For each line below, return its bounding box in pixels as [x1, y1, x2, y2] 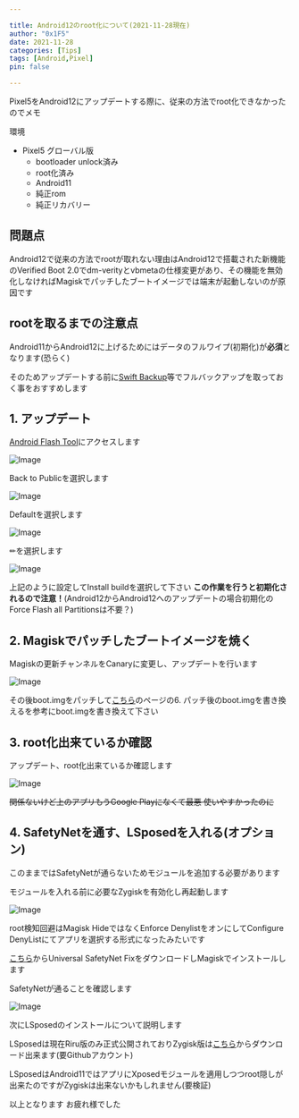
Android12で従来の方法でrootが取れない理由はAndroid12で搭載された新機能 [9, 253, 286, 264]
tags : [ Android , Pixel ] [9, 55, 94, 64]
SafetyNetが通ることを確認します [9, 983, 132, 994]
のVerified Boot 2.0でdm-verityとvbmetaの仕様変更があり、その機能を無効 [9, 265, 284, 275]
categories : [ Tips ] [9, 46, 82, 55]
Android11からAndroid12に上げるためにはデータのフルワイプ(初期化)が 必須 [9, 341, 283, 351]
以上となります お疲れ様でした [9, 1098, 121, 1109]
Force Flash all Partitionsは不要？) [9, 605, 134, 615]
